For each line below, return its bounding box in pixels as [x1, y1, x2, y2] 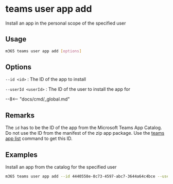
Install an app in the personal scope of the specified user [5, 20, 126, 26]
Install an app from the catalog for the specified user [5, 164, 117, 170]
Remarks [5, 111, 35, 119]
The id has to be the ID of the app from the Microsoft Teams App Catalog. [5, 125, 162, 131]
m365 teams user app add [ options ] [5, 48, 82, 54]
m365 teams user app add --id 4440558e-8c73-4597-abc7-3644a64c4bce [5, 174, 155, 179]
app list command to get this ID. [5, 135, 73, 141]
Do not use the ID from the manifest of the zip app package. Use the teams [5, 130, 165, 136]
